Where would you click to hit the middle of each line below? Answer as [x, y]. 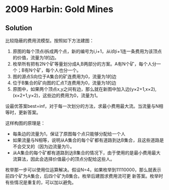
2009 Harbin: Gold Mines [59, 9]
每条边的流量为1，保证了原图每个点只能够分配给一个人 [69, 134]
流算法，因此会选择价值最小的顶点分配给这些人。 [64, 159]
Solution [19, 28]
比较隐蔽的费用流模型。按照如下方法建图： [50, 41]
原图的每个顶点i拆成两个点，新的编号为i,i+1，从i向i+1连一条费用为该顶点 [87, 51]
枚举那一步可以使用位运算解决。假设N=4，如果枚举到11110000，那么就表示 [83, 170]
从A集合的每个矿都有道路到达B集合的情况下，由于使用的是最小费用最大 [87, 153]
